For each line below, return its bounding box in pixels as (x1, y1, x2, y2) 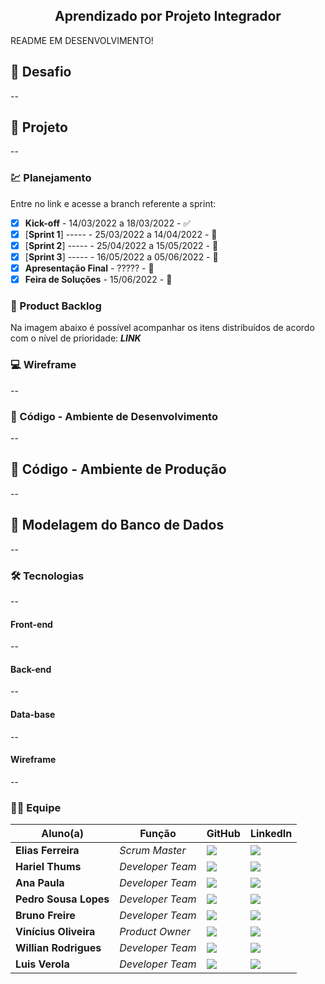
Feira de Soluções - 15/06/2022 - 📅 (24, 274, 173, 286)
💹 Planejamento (10, 171, 92, 185)
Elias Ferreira (15, 844, 80, 858)
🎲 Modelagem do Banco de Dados (10, 517, 225, 534)
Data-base (10, 708, 56, 720)
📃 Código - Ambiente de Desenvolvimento (10, 409, 218, 423)
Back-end (10, 663, 52, 675)
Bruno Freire (15, 909, 76, 923)
